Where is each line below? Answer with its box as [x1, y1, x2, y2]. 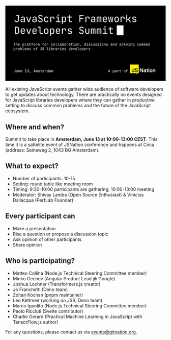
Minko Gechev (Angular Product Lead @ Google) [12, 275, 116, 281]
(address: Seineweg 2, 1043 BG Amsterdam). [5, 147, 100, 153]
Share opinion [12, 241, 42, 248]
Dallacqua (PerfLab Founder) [12, 197, 74, 203]
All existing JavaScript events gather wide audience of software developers [5, 86, 164, 92]
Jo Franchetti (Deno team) [12, 286, 68, 293]
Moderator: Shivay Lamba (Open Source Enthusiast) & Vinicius [12, 191, 144, 198]
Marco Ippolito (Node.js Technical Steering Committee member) [12, 302, 147, 309]
